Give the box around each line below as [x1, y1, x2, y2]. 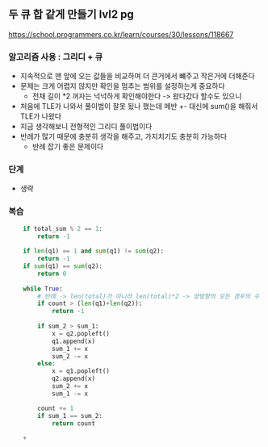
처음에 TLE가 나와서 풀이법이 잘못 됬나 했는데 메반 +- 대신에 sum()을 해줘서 [19, 102, 258, 111]
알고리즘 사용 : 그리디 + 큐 [8, 51, 103, 62]
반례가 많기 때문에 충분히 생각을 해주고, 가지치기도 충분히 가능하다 [19, 132, 228, 141]
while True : [23, 285, 63, 293]
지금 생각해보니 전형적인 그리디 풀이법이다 [19, 122, 153, 132]
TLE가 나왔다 [19, 111, 62, 121]
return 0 [37, 269, 67, 278]
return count [51, 419, 95, 428]
